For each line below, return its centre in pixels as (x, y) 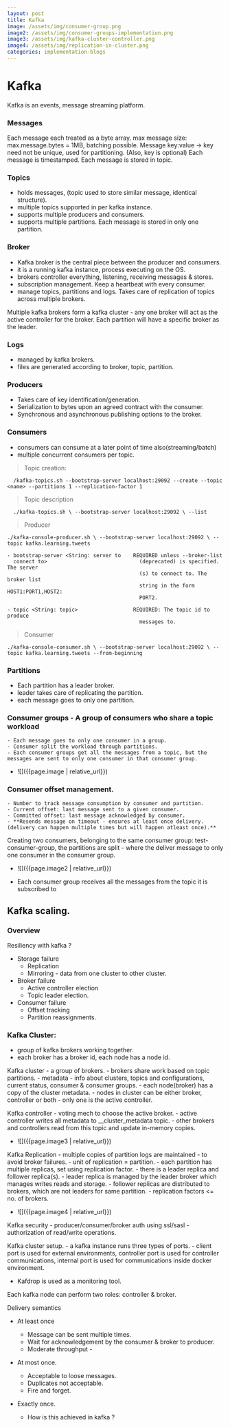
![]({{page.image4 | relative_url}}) (64, 1212)
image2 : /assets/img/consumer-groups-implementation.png (90, 33)
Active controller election (63, 988)
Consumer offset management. (61, 789)
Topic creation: (45, 468)
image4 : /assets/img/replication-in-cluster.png (78, 45)
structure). (32, 200)
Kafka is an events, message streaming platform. (76, 105)
